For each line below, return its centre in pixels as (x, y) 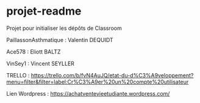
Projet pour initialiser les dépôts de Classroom (64, 28)
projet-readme (44, 11)
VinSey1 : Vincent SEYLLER (41, 63)
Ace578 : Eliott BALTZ (34, 51)
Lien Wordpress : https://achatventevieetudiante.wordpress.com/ (88, 93)
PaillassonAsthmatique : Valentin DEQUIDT (60, 40)
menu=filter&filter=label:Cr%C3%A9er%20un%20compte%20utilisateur (98, 82)
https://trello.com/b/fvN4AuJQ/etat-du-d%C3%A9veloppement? (112, 75)
